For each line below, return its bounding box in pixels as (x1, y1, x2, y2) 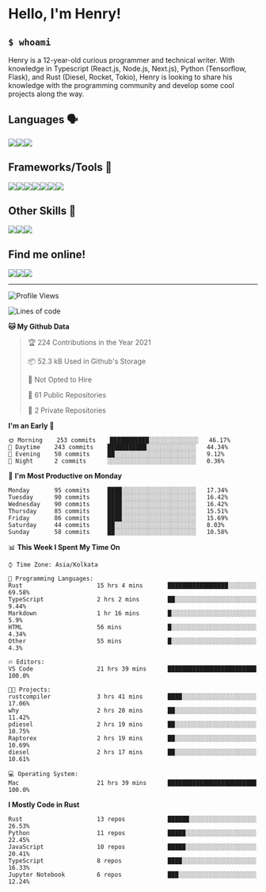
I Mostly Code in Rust (8, 800, 80, 809)
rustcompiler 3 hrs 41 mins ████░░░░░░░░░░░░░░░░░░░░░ (8, 693, 257, 701)
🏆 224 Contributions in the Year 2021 (27, 338, 152, 348)
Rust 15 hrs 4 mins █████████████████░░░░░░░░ (8, 582, 257, 590)
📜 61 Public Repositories (27, 390, 107, 400)
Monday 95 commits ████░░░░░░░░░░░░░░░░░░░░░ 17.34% (8, 486, 228, 494)
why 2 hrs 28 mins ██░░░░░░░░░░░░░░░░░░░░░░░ (8, 707, 257, 715)
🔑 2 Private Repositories (27, 406, 107, 415)
